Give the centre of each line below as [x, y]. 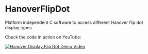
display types [18, 27]
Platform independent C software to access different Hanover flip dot [74, 22]
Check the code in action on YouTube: [43, 37]
